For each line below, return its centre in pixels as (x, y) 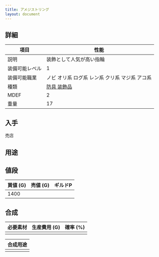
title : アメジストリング (27, 10)
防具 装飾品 (59, 87)
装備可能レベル (25, 69)
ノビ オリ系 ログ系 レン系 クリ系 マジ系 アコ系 (99, 78)
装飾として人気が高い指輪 (76, 59)
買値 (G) (17, 185)
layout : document (23, 14)
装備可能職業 (22, 78)
